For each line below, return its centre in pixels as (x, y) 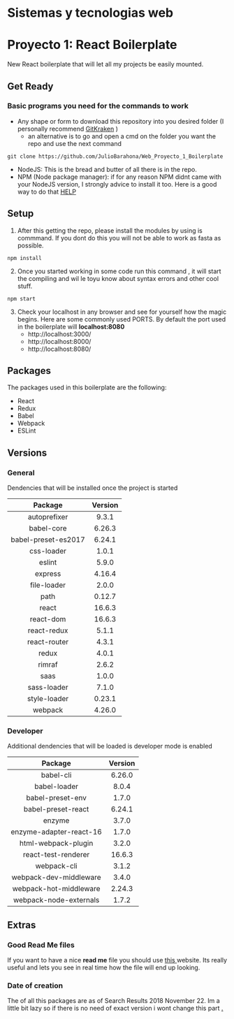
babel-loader (57, 786)
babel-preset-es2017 (48, 540)
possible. (30, 245)
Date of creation (35, 985)
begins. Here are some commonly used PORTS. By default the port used (122, 319)
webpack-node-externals (56, 900)
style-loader (48, 699)
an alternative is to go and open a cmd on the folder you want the (122, 136)
